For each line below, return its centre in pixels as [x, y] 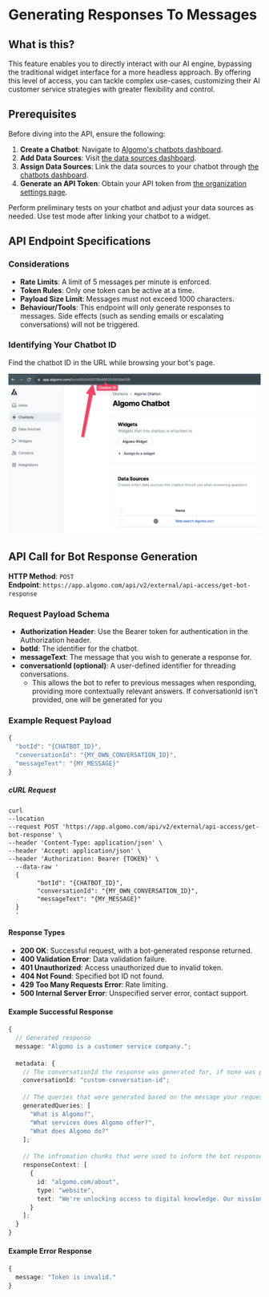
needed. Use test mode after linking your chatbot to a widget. [109, 216]
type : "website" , [66, 1190]
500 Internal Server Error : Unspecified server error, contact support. [134, 993]
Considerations [39, 264]
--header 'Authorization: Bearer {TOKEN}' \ [84, 859]
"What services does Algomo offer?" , [92, 1122]
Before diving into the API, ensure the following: [87, 133]
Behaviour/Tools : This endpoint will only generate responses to [125, 307]
